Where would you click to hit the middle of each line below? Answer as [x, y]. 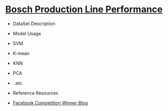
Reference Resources [35, 93]
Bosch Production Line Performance [84, 9]
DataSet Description [34, 24]
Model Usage [27, 33]
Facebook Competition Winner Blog [50, 103]
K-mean [21, 53]
